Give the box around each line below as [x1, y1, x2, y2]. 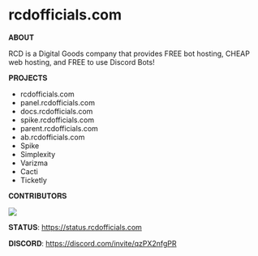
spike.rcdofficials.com [19, 115, 95, 125]
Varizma [19, 158, 49, 168]
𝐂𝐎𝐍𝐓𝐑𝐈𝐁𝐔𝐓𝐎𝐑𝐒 [8, 190, 67, 200]
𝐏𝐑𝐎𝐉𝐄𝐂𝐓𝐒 [8, 73, 48, 83]
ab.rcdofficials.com [19, 132, 85, 142]
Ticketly [19, 175, 47, 185]
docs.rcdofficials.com [19, 106, 93, 116]
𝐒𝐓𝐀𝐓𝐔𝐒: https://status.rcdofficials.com [8, 222, 142, 232]
